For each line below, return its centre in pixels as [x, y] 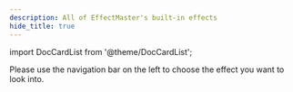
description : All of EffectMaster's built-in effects [114, 18]
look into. [27, 78]
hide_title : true [42, 26]
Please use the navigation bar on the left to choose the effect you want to [147, 69]
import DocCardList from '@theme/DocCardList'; [101, 51]
